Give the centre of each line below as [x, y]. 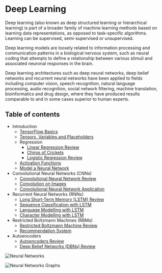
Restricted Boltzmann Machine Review [58, 225]
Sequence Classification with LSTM [55, 204]
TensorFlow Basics [39, 132]
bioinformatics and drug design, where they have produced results [72, 94]
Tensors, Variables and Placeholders [56, 136]
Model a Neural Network [44, 168]
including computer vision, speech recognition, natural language [70, 83]
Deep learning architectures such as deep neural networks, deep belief [77, 73]
